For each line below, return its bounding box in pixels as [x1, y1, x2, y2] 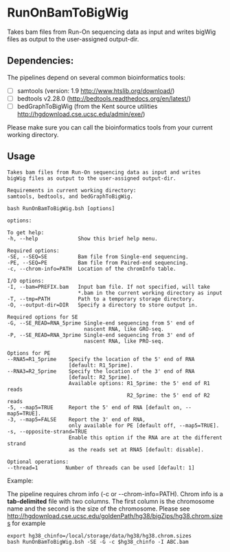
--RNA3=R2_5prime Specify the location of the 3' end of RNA [7, 367, 195, 375]
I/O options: [7, 277, 45, 284]
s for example [7, 519, 46, 527]
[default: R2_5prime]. [68, 374, 134, 380]
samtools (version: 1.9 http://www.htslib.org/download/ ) [16, 86, 175, 94]
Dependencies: [7, 55, 74, 67]
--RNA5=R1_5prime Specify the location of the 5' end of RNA [7, 356, 195, 362]
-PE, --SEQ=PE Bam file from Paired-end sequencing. [7, 259, 189, 266]
